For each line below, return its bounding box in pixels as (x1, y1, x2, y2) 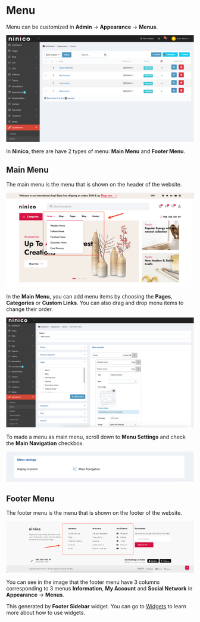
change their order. (6, 305, 54, 313)
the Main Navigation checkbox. (6, 440, 85, 447)
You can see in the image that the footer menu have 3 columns (6, 579, 160, 586)
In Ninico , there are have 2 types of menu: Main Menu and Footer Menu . (6, 147, 186, 155)
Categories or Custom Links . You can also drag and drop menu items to (6, 299, 184, 306)
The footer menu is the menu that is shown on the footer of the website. (6, 509, 183, 517)
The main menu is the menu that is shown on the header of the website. (6, 181, 182, 188)
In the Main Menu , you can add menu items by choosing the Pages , (6, 293, 173, 300)
